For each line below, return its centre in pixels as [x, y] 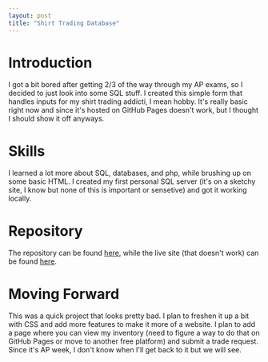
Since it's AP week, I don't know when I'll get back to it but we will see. [125, 350]
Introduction [50, 63]
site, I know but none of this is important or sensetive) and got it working [128, 190]
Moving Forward [64, 294]
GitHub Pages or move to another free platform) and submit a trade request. [133, 341]
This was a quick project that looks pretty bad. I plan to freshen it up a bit [129, 316]
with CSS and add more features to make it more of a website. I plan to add [132, 324]
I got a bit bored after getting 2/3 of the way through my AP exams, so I [126, 85]
